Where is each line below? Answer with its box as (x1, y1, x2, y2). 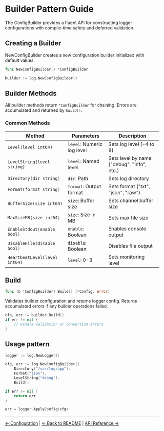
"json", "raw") (108, 189, 141, 196)
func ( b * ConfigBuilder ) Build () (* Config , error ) (5, 289, 110, 294)
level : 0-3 (67, 256, 93, 263)
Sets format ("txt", (108, 183, 150, 190)
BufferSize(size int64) (7, 201, 63, 206)
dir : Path (67, 175, 89, 182)
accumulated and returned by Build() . (5, 107, 82, 113)
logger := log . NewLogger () (5, 353, 60, 358)
